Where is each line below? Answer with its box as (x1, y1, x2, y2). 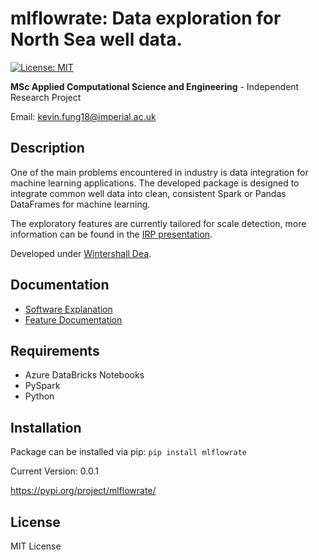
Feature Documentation (24, 313, 123, 326)
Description (10, 140, 85, 157)
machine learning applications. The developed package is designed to (10, 177, 300, 189)
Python (24, 390, 55, 402)
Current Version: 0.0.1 (10, 465, 99, 477)
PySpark (24, 380, 61, 392)
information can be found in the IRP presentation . (10, 228, 213, 240)
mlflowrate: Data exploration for (10, 7, 282, 30)
